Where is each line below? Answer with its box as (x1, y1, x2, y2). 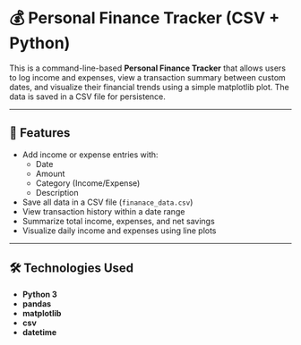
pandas (21, 298, 52, 309)
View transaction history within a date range (21, 206, 185, 216)
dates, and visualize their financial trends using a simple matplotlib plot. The (9, 81, 289, 92)
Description (35, 187, 79, 198)
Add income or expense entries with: (21, 149, 159, 160)
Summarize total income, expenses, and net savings (21, 215, 215, 226)
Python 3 (21, 289, 58, 299)
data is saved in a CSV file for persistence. (9, 91, 166, 102)
